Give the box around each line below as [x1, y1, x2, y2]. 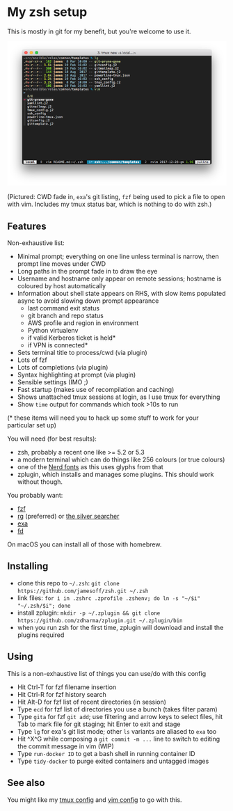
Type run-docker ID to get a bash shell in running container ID [17, 749, 196, 757]
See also [7, 777, 45, 789]
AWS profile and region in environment [27, 319, 139, 327]
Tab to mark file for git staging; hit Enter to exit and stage [17, 720, 181, 728]
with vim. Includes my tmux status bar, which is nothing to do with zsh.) [7, 200, 212, 209]
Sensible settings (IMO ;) [17, 378, 88, 386]
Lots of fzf [17, 356, 47, 364]
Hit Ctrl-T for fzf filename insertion [17, 683, 117, 691]
